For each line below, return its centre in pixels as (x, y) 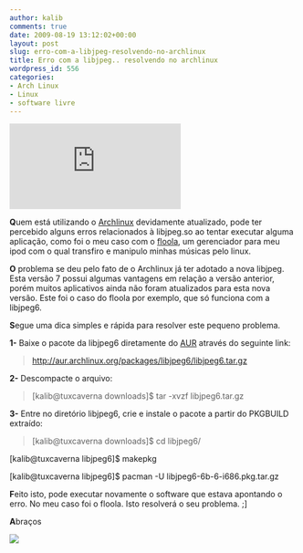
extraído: (26, 423)
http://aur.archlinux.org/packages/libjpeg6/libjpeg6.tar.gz (140, 360)
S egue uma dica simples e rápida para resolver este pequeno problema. (145, 326)
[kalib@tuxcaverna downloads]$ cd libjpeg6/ (116, 441)
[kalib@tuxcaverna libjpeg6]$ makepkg (83, 459)
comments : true (38, 26)
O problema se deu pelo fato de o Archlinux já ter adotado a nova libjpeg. (147, 269)
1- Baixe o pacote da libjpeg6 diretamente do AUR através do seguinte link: (150, 343)
